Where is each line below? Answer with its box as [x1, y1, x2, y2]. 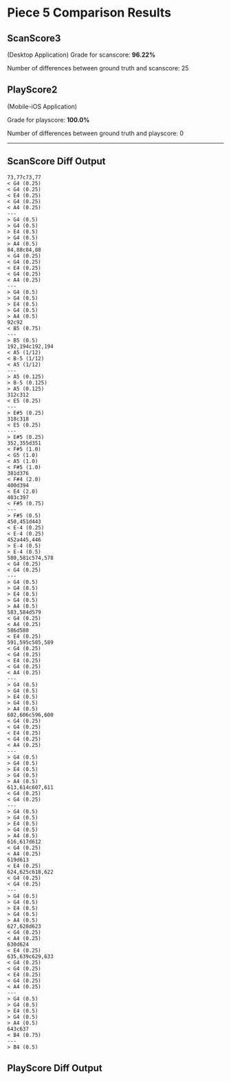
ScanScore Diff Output [7, 155, 106, 167]
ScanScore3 [7, 32, 61, 44]
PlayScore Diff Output [7, 1062, 102, 1074]
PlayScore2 [7, 84, 58, 96]
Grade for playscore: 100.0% [7, 115, 90, 124]
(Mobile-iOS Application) [7, 102, 78, 110]
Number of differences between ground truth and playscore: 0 [7, 129, 184, 137]
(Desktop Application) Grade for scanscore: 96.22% [7, 50, 156, 59]
